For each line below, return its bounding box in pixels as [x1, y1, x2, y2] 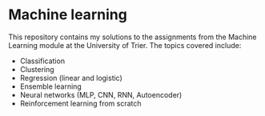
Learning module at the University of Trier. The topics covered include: [8, 40, 242, 50]
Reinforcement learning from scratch [19, 98, 142, 108]
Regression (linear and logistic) [19, 73, 122, 82]
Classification [19, 56, 66, 66]
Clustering [19, 64, 54, 74]
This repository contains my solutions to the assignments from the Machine [8, 32, 258, 42]
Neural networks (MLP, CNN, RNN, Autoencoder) [19, 90, 183, 99]
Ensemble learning [19, 82, 82, 91]
